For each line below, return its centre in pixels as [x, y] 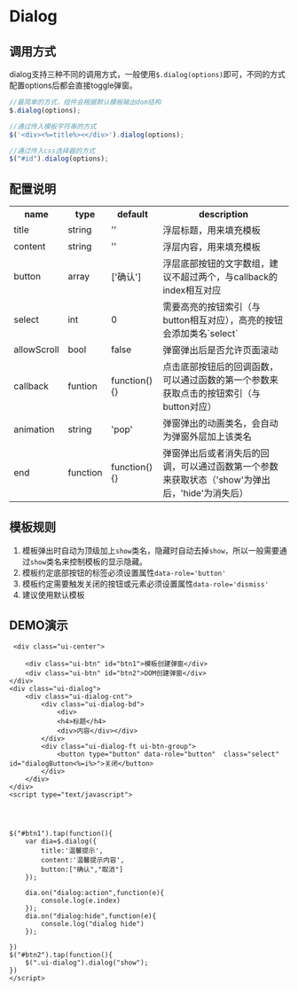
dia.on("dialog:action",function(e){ [95, 893]
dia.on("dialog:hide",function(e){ [91, 916]
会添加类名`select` [200, 334]
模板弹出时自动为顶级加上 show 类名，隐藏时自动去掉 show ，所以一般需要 [151, 550]
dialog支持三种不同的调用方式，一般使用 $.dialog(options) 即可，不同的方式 [147, 74]
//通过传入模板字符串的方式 [53, 126]
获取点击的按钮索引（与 [212, 394]
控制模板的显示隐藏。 [109, 562]
